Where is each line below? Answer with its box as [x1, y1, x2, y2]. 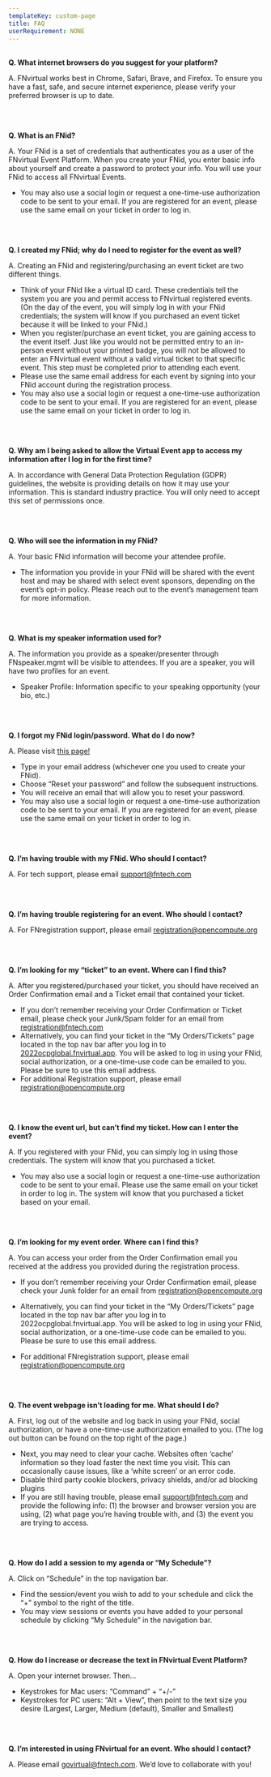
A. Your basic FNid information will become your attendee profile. [8, 552, 227, 562]
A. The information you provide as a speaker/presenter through [8, 649, 219, 659]
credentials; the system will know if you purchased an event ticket [19, 311, 240, 321]
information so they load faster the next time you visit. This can [19, 1458, 231, 1467]
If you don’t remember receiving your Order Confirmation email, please [19, 1278, 257, 1287]
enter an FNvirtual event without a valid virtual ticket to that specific [19, 354, 246, 364]
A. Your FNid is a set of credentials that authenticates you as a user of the [8, 147, 254, 156]
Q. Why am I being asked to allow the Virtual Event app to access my [8, 446, 243, 456]
